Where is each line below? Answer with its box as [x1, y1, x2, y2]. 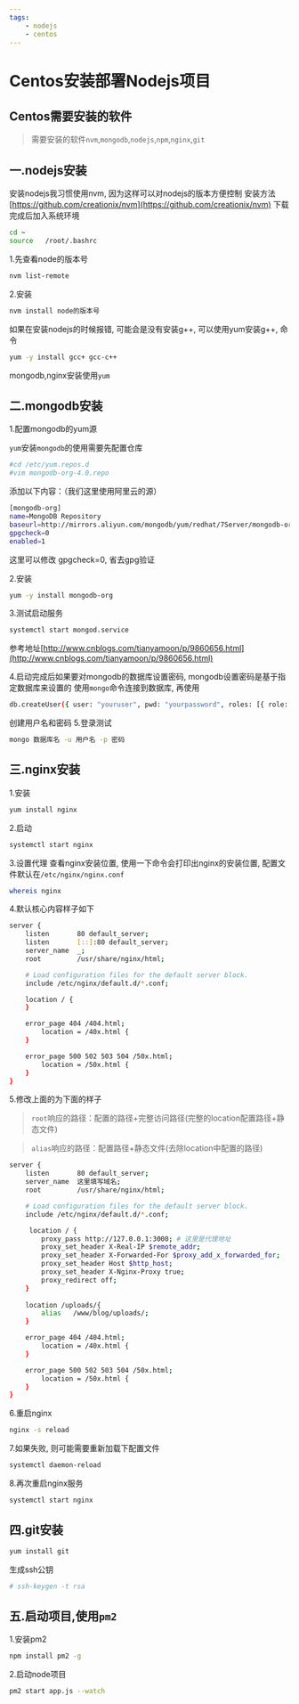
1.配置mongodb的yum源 [9, 424, 98, 435]
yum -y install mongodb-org [9, 591, 114, 599]
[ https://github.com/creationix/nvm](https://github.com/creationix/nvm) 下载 [9, 200, 289, 210]
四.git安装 [9, 1522, 64, 1537]
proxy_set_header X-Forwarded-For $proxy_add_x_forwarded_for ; [41, 1251, 280, 1260]
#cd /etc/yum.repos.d [9, 461, 90, 469]
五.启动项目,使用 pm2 [9, 1609, 117, 1624]
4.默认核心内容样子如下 [9, 903, 95, 914]
